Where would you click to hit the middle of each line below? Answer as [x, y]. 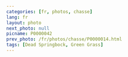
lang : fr [17, 17]
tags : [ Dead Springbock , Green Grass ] [55, 45]
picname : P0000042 [29, 34]
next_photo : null [28, 28]
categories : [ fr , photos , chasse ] [50, 12]
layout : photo [24, 23]
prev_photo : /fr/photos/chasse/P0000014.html [64, 39]
